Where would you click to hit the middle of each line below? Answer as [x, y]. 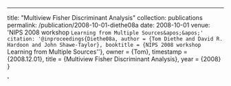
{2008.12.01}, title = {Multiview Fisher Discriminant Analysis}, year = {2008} [114, 59]
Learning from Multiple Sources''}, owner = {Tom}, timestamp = [97, 52]
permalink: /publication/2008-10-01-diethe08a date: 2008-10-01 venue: [109, 25]
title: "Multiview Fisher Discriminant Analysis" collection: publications [105, 18]
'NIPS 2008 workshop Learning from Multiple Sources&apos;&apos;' [106, 32]
